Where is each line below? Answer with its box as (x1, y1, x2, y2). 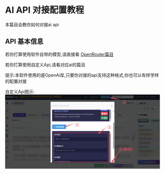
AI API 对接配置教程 (5, 4, 84, 16)
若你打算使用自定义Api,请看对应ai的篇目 (5, 62, 85, 68)
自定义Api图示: (5, 89, 35, 95)
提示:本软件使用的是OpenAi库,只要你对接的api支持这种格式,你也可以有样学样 (5, 72, 159, 78)
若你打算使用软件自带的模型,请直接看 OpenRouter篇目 (5, 51, 114, 57)
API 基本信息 (5, 37, 44, 46)
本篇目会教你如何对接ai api (5, 22, 59, 27)
